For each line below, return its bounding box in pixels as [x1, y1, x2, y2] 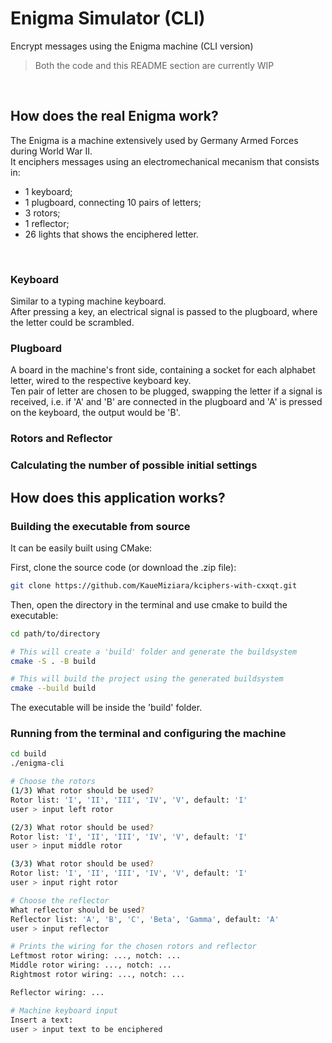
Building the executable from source [10, 519, 191, 533]
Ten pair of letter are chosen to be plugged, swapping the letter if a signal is [10, 385, 323, 397]
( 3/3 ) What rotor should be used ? [10, 859, 155, 869]
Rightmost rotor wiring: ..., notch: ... [10, 970, 186, 980]
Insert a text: [10, 1015, 74, 1025]
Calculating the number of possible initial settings [10, 458, 258, 472]
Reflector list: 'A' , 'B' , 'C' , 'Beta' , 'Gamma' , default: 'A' [10, 914, 280, 924]
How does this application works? [10, 489, 226, 506]
